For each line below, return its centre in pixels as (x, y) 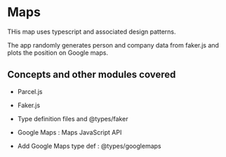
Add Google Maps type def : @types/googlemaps (89, 146)
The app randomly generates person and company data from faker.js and (113, 45)
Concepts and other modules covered (92, 75)
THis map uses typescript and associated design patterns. (92, 32)
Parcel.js (30, 91)
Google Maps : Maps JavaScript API (69, 132)
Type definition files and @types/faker (73, 118)
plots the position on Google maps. (58, 53)
